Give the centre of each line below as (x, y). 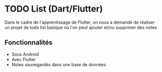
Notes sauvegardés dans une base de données (59, 64)
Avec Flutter (24, 59)
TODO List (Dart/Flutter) (54, 9)
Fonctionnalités (29, 43)
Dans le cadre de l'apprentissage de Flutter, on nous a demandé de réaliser (80, 22)
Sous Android (25, 54)
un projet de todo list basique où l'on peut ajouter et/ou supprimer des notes (81, 27)
